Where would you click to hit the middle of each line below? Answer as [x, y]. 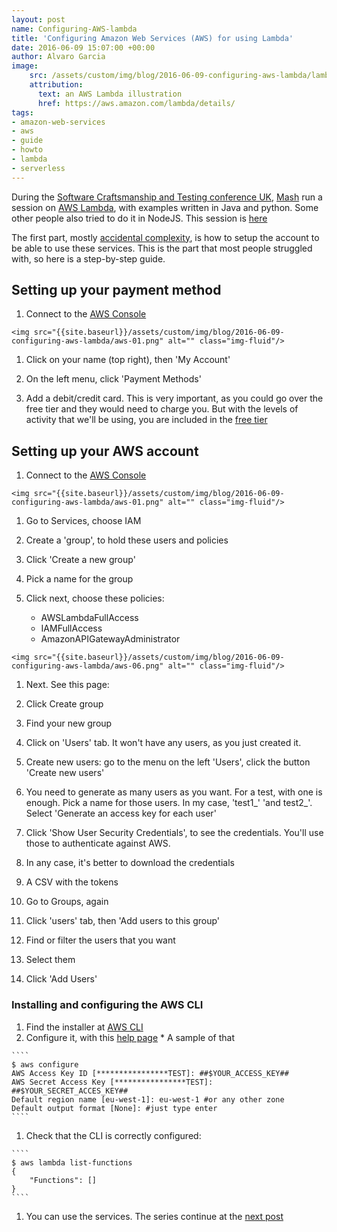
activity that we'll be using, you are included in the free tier [146, 420]
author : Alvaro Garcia [58, 57]
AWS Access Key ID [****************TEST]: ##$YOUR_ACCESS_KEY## [150, 1073]
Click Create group [64, 704]
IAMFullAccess [71, 628]
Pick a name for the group [79, 579]
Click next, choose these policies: [95, 598]
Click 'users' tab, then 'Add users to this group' [122, 921]
